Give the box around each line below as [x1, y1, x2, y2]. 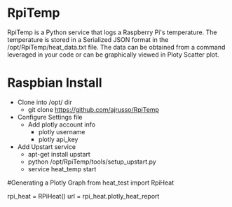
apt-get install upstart [27, 150, 91, 158]
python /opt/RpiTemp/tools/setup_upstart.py [27, 157, 156, 166]
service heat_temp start [27, 164, 97, 173]
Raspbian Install [7, 75, 103, 91]
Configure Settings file [17, 113, 83, 121]
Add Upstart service [17, 142, 76, 151]
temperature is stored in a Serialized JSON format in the [7, 35, 169, 43]
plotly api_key [38, 135, 79, 143]
